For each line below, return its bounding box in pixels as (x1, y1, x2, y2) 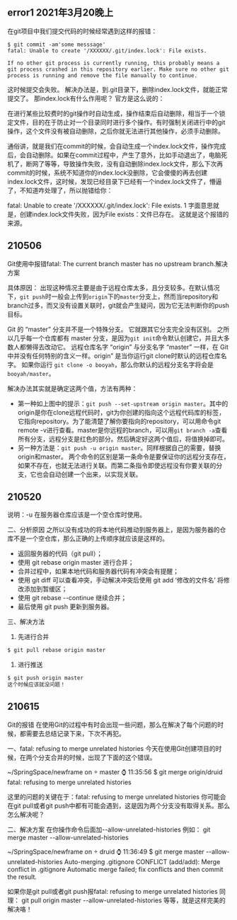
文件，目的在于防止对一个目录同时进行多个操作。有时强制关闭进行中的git (13, 117, 226, 126)
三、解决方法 (7, 618, 45, 626)
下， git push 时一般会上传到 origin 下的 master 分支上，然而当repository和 (7, 292, 219, 301)
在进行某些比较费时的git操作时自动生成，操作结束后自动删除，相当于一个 (7, 109, 219, 117)
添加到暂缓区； (23, 585, 68, 593)
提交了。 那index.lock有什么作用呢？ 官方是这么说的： (7, 94, 165, 103)
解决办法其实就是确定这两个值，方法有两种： (7, 384, 138, 393)
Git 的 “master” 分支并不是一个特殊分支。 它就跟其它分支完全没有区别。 (7, 325, 216, 333)
